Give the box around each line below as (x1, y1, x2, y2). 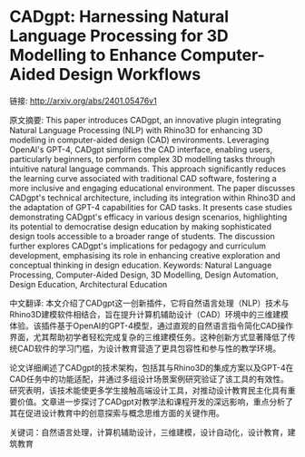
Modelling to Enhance (9, 45, 177, 65)
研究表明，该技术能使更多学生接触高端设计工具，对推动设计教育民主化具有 (9, 384, 288, 395)
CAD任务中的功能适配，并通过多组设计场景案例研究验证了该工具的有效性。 (9, 374, 289, 384)
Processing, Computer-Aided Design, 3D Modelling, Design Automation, (9, 269, 279, 280)
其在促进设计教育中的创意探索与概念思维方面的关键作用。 (9, 407, 224, 418)
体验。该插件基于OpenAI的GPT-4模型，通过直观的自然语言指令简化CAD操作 (9, 320, 293, 331)
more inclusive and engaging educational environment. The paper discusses (9, 182, 296, 193)
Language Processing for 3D (9, 25, 229, 46)
